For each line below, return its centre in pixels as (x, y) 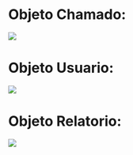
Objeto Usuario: (61, 68)
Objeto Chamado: (67, 15)
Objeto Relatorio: (65, 121)
